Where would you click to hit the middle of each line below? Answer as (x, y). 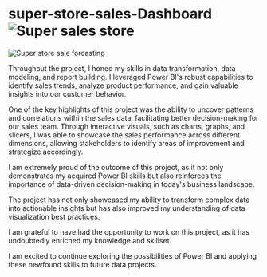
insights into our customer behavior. (67, 93)
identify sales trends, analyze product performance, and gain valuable (124, 85)
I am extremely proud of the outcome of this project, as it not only (116, 167)
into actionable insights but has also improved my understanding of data (127, 208)
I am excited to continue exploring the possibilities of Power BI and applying (133, 255)
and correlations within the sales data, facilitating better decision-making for (133, 117)
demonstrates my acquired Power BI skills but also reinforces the (115, 176)
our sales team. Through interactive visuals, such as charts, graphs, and (127, 126)
